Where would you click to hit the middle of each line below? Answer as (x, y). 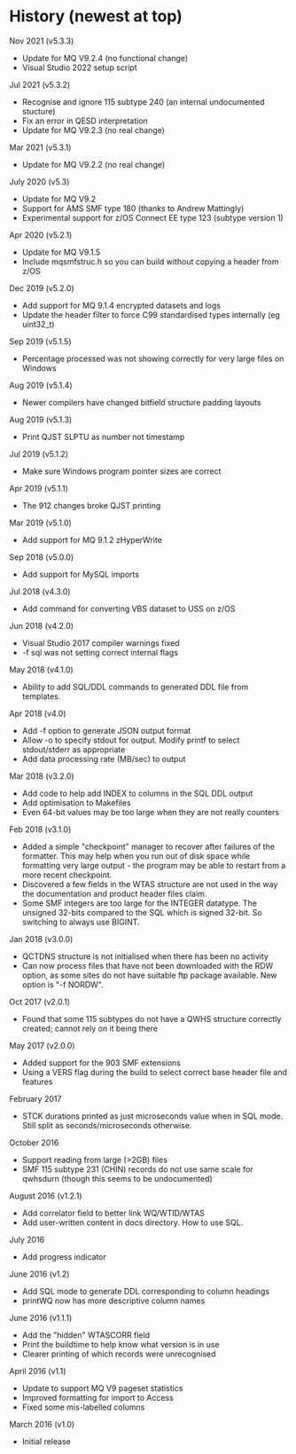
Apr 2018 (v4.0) (38, 713)
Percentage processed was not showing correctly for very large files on (153, 358)
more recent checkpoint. (67, 875)
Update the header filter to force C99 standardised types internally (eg (151, 314)
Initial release (46, 1441)
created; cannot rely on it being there (90, 1028)
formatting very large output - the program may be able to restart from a (154, 865)
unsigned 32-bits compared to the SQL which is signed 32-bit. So (142, 912)
